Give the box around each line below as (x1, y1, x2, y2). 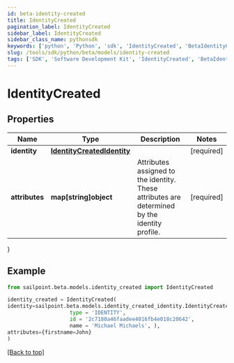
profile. (136, 227, 160, 237)
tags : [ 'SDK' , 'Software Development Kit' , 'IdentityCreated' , (7, 56, 195, 63)
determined (136, 200, 175, 210)
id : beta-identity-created (7, 10, 86, 17)
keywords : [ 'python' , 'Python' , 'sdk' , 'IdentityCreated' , (7, 43, 182, 50)
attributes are (136, 192, 181, 202)
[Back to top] (7, 348, 45, 356)
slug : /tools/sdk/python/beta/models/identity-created (7, 50, 170, 57)
